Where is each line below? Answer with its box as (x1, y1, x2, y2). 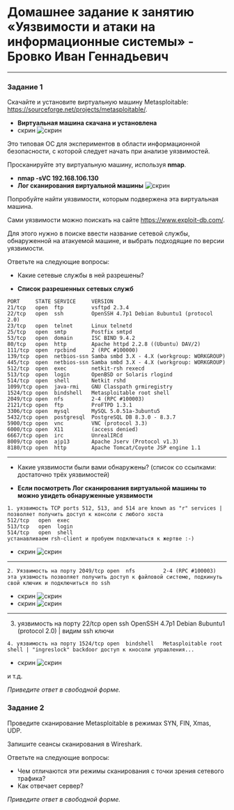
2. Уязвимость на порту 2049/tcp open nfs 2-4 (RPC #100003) (7, 568, 217, 575)
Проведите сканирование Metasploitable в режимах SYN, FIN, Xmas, (7, 719, 211, 727)
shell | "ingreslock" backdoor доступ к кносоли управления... (7, 646, 195, 653)
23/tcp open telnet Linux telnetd (7, 322, 132, 329)
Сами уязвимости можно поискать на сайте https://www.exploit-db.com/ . (7, 216, 225, 224)
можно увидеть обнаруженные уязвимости (17, 492, 153, 500)
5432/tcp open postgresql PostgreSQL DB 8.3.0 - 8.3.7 (7, 414, 176, 421)
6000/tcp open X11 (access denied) (7, 426, 139, 433)
